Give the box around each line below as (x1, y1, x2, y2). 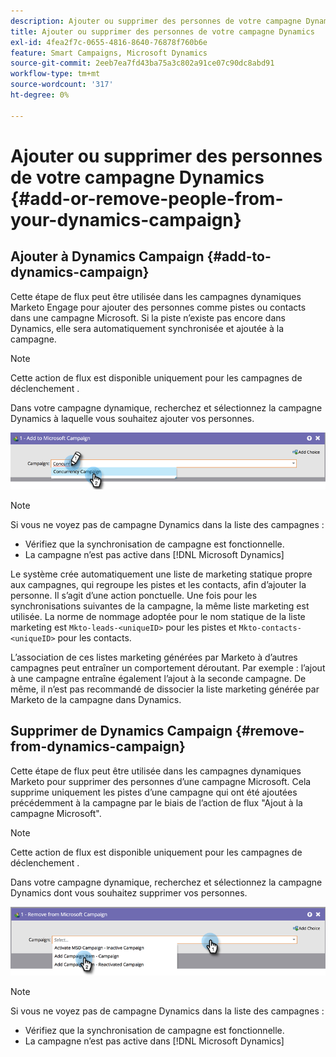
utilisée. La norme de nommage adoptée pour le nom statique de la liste (10, 610, 306, 622)
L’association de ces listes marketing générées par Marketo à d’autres (10, 651, 298, 663)
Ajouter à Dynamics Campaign (10, 248, 205, 265)
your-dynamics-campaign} (10, 208, 242, 231)
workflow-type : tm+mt (10, 69, 101, 79)
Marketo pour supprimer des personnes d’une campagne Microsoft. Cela (10, 775, 312, 787)
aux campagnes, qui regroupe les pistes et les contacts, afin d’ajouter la (10, 578, 307, 590)
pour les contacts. (57, 631, 132, 644)
